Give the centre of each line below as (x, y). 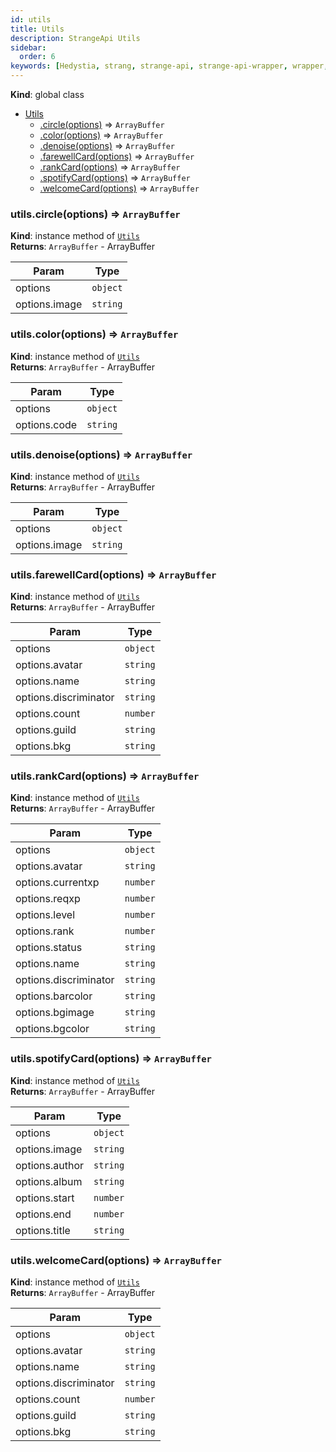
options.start (45, 1198)
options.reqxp (48, 899)
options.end (43, 1214)
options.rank (45, 931)
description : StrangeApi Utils (75, 38)
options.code (46, 424)
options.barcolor (54, 996)
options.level (45, 915)
